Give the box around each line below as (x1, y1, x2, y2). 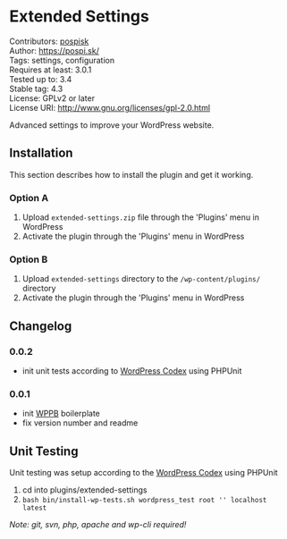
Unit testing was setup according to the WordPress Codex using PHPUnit (9, 467, 279, 478)
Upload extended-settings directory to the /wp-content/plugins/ (21, 274, 261, 284)
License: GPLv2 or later (9, 92, 96, 104)
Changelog (9, 318, 72, 333)
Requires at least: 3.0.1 (9, 64, 92, 75)
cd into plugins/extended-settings (21, 484, 148, 495)
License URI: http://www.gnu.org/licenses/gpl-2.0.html (9, 102, 211, 113)
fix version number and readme (21, 417, 139, 428)
